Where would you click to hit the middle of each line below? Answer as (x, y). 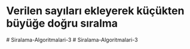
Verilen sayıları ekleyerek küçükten (95, 11)
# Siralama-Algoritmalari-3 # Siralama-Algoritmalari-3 (72, 40)
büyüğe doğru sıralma (62, 23)
